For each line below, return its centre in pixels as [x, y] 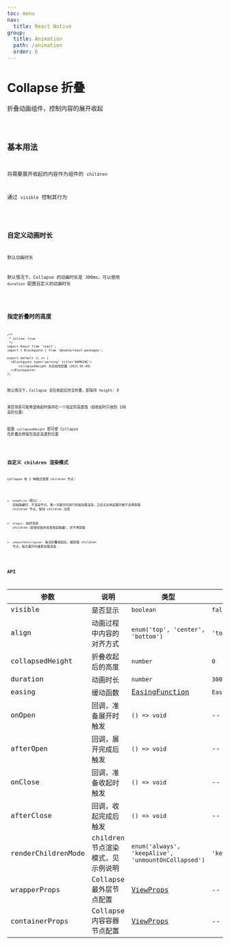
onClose [25, 782]
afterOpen [29, 749]
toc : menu [21, 13]
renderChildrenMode [48, 853]
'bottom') [147, 636]
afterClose [31, 816]
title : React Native [42, 26]
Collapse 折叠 [46, 88]
